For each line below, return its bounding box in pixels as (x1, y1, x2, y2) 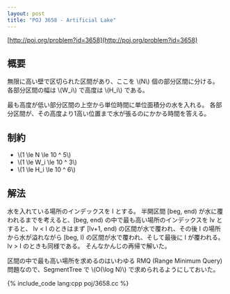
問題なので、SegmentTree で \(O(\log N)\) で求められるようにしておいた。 (7, 265, 220, 273)
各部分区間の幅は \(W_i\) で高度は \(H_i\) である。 (7, 86, 149, 95)
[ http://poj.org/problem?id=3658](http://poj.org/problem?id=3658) (7, 35, 198, 44)
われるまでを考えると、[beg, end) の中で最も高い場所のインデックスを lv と (7, 215, 223, 224)
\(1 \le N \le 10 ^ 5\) (17, 151, 72, 159)
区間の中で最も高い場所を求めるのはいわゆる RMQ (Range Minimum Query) (7, 256, 223, 265)
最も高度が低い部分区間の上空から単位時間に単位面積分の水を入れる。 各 (7, 101, 216, 109)
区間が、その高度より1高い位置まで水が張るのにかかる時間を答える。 (13, 109, 211, 118)
